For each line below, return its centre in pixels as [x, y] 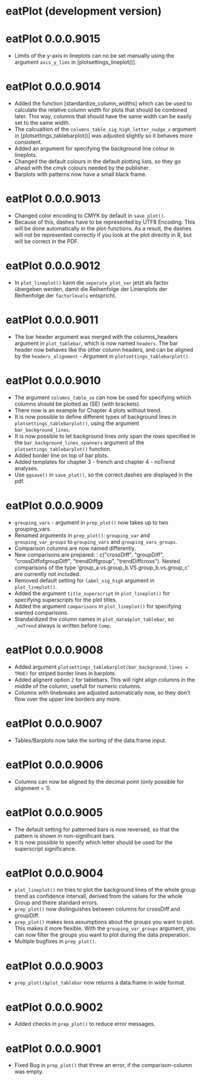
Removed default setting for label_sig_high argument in [84, 580]
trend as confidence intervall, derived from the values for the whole [98, 896]
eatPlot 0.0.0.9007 [54, 723]
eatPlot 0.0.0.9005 [54, 812]
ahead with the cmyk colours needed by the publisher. [82, 168]
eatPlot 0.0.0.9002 [54, 1007]
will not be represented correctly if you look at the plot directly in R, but [103, 235]
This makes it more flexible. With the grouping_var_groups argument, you [105, 928]
